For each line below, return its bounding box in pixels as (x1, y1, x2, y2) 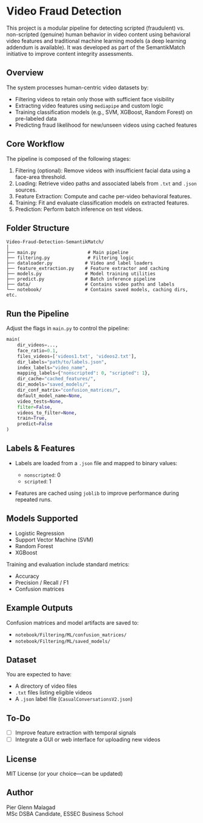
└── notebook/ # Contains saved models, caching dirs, (6, 287, 188, 293)
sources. (15, 186, 38, 193)
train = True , (17, 415, 47, 422)
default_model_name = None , (17, 392, 83, 398)
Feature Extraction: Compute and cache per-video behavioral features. (15, 192, 192, 200)
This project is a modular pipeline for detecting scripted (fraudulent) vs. (6, 24, 185, 32)
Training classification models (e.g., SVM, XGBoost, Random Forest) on (15, 108, 193, 116)
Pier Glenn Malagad (6, 804, 56, 811)
